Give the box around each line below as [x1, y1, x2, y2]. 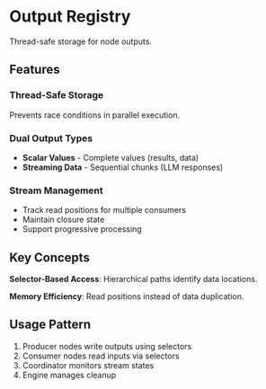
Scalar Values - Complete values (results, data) [22, 152, 199, 163]
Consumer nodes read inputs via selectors [22, 350, 180, 361]
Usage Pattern [9, 317, 92, 332]
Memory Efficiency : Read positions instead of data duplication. [9, 291, 244, 302]
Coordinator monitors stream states [22, 359, 155, 370]
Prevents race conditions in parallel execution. [9, 110, 181, 120]
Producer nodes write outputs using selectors [22, 340, 192, 351]
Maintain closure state [22, 214, 105, 225]
